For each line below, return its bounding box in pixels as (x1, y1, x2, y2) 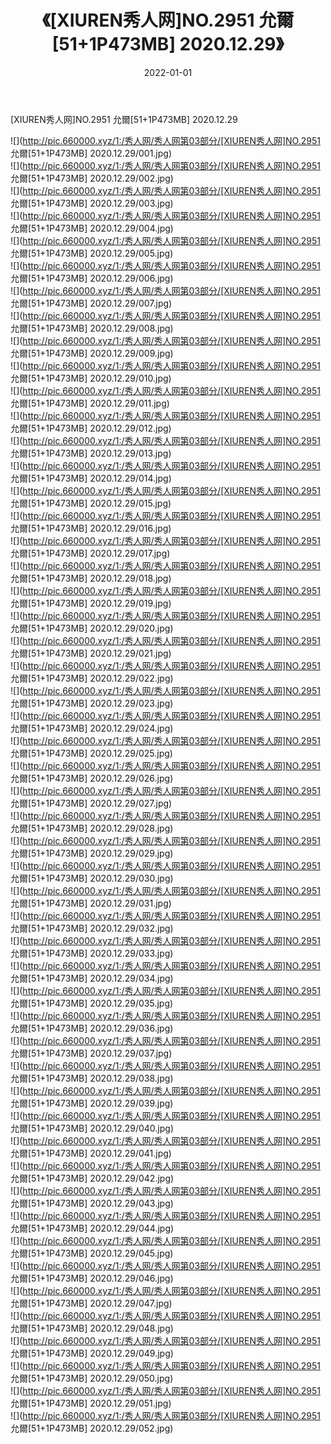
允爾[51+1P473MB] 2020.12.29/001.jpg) (10, 147, 173, 159)
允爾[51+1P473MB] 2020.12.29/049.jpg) (10, 1347, 174, 1359)
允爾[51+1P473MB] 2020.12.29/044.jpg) (10, 1222, 175, 1234)
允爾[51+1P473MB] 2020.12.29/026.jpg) (10, 772, 174, 784)
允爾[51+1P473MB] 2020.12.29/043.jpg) (10, 1197, 174, 1209)
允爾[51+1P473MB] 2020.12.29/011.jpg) (10, 397, 170, 409)
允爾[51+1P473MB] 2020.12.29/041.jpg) (10, 1147, 172, 1159)
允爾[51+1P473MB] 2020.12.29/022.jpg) (10, 672, 174, 684)
